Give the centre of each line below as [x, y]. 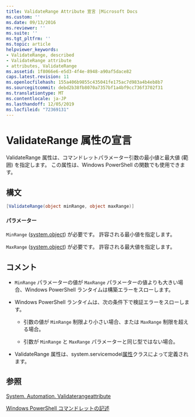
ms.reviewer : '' [26, 28]
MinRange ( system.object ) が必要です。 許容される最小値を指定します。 [91, 234]
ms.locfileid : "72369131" [37, 110]
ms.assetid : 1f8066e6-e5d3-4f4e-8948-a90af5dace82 [69, 71]
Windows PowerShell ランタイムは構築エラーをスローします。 [99, 290]
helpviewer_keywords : [32, 50]
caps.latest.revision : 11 [37, 77]
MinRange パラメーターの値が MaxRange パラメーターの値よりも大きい [96, 282]
